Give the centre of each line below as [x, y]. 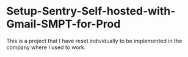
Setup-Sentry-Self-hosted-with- [91, 11]
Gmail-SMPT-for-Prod [63, 24]
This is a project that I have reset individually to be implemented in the [94, 41]
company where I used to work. [46, 47]
